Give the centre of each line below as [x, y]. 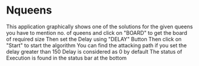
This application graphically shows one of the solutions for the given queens [99, 27]
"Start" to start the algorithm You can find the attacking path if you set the [97, 45]
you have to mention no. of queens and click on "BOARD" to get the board [97, 32]
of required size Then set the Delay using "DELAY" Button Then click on [94, 39]
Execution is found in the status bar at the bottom [67, 58]
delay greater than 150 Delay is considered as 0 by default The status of [94, 51]
